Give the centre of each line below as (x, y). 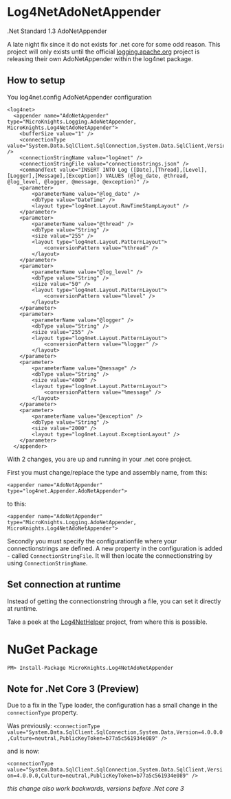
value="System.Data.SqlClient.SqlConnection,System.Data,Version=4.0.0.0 (115, 732)
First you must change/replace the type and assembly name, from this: (107, 472)
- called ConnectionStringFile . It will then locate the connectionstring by (110, 555)
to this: (17, 504)
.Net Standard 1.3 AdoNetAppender (57, 31)
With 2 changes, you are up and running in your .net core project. (100, 459)
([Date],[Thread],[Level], (169, 170)
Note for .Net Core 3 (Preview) (73, 689)
